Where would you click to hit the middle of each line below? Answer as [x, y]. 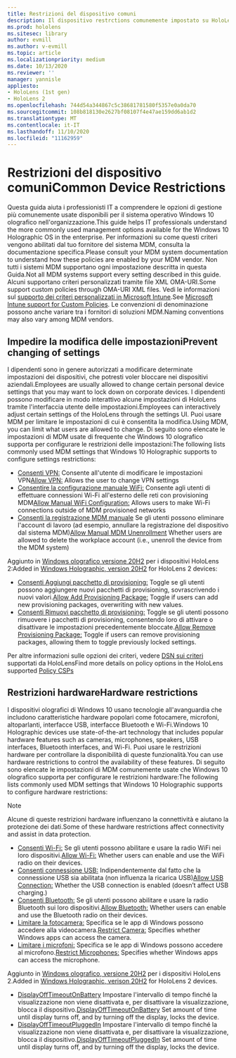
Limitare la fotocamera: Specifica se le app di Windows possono [110, 922]
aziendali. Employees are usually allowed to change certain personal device [116, 384]
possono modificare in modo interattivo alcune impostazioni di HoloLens [112, 399]
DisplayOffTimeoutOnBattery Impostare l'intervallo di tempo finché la [117, 994]
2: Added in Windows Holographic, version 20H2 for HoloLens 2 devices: [112, 568]
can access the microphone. [59, 960]
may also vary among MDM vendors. [60, 319]
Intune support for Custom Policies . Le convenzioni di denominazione [108, 305]
